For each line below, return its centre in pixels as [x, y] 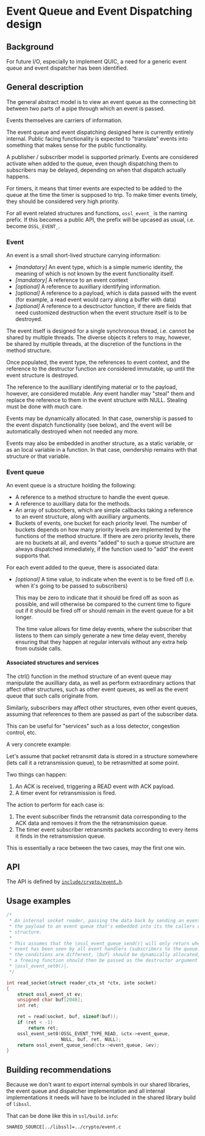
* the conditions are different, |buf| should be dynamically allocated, [105, 955]
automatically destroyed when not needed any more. [73, 432]
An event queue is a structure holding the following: [71, 485]
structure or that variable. [38, 456]
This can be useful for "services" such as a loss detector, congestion [93, 726]
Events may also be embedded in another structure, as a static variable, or [100, 443]
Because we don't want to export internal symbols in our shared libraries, [98, 1085]
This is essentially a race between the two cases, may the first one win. [96, 847]
